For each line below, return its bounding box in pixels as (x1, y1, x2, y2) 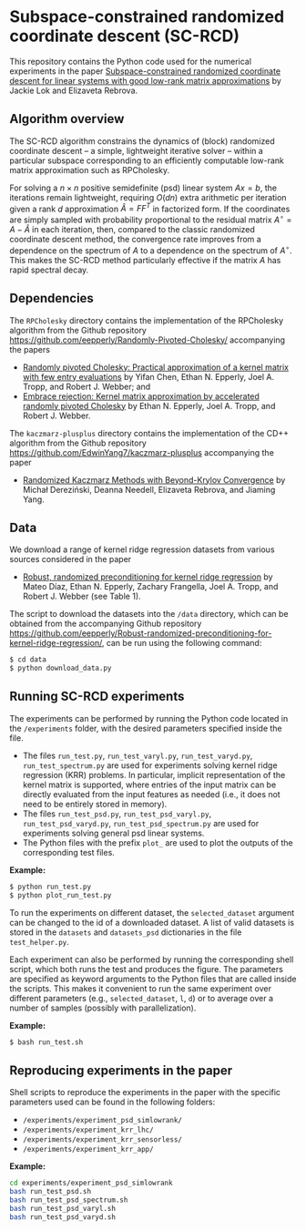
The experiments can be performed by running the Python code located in (9, 713, 289, 723)
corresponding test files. (22, 846, 116, 857)
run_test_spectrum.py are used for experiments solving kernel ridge (22, 759, 278, 771)
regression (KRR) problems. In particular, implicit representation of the (22, 769, 286, 780)
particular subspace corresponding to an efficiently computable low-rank (9, 155, 285, 166)
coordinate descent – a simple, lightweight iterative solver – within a (9, 145, 264, 156)
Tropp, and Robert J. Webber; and (22, 381, 151, 392)
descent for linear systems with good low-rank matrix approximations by (9, 75, 282, 86)
